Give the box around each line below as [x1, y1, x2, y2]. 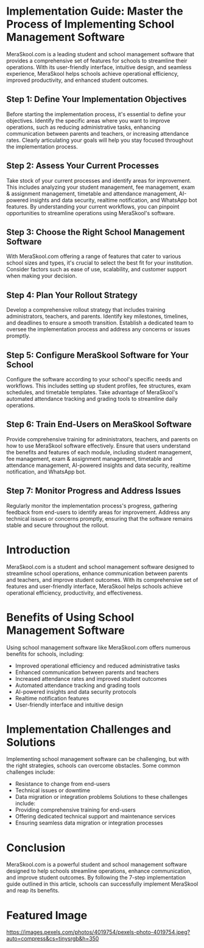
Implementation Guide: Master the [6, 4, 184, 18]
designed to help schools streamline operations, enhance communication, [6, 867, 192, 875]
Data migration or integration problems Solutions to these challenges [15, 793, 188, 801]
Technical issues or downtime [15, 787, 90, 794]
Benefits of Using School [6, 610, 135, 624]
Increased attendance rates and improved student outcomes [15, 675, 167, 682]
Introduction [6, 543, 71, 557]
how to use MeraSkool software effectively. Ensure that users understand [6, 442, 191, 449]
